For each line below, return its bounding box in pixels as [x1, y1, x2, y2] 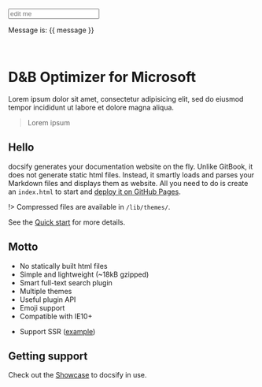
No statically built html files [19, 261, 108, 270]
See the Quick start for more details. [8, 217, 126, 227]
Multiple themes [19, 286, 72, 296]
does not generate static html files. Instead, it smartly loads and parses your [8, 169, 255, 180]
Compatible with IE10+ [19, 311, 93, 321]
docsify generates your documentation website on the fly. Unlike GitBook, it [8, 162, 253, 171]
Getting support [8, 349, 88, 363]
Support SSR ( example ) [19, 326, 96, 336]
